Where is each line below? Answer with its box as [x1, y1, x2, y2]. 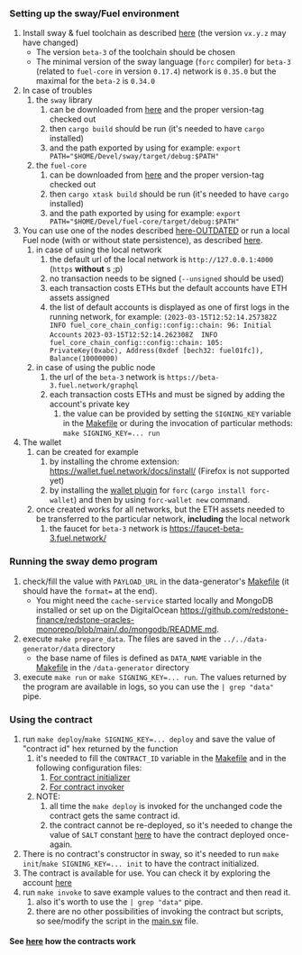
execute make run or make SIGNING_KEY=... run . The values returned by [22, 671, 287, 682]
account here [22, 877, 72, 887]
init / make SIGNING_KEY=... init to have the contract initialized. [22, 858, 260, 869]
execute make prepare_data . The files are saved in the [22, 633, 222, 644]
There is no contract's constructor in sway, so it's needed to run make [22, 848, 279, 859]
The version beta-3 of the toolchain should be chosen [35, 47, 236, 58]
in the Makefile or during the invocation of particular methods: [62, 418, 293, 429]
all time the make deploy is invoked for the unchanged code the [49, 800, 282, 811]
